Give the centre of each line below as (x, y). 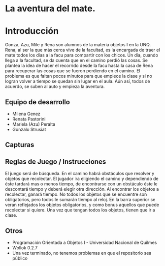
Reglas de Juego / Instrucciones (56, 162)
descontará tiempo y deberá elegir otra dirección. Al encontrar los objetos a (82, 189)
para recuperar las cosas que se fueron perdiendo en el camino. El (73, 71)
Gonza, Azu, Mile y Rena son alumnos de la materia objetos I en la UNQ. (78, 45)
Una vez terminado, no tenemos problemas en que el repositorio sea (82, 253)
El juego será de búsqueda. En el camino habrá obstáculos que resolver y (80, 174)
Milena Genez (26, 114)
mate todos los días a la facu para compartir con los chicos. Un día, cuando (82, 55)
